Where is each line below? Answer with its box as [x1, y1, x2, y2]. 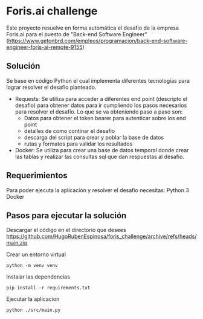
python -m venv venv [6, 263, 59, 269]
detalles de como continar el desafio [24, 127, 115, 134]
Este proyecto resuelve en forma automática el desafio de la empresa [6, 24, 179, 31]
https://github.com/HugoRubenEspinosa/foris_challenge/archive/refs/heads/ [6, 233, 197, 240]
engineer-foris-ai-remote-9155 [6, 43, 83, 51]
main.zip [6, 239, 28, 246]
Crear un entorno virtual [6, 251, 66, 258]
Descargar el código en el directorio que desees [6, 227, 126, 234]
